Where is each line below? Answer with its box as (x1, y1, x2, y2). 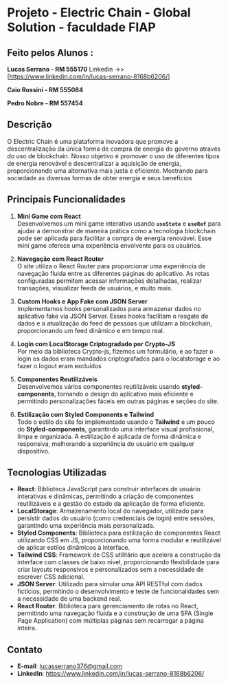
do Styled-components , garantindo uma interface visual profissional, (16, 425, 214, 433)
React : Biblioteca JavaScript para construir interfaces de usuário (16, 485, 201, 493)
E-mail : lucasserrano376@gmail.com (16, 662, 122, 670)
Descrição (7, 119, 52, 131)
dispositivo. (16, 447, 50, 455)
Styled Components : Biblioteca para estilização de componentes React (16, 528, 221, 537)
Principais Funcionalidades (7, 194, 126, 206)
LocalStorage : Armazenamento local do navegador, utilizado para (16, 507, 204, 515)
